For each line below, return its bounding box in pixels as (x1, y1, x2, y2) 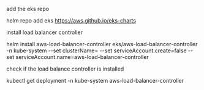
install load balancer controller (6, 29, 83, 36)
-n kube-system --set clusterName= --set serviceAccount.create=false (6, 47, 187, 54)
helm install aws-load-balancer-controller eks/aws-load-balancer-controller (6, 41, 198, 47)
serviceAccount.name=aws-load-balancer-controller (15, 54, 149, 60)
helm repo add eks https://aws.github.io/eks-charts (6, 17, 137, 24)
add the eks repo (6, 5, 50, 12)
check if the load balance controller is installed (6, 65, 124, 72)
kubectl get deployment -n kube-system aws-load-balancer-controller (6, 77, 184, 84)
